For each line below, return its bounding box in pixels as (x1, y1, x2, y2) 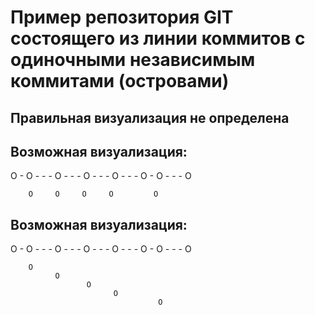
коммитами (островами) (10, 70, 230, 93)
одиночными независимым (10, 49, 256, 71)
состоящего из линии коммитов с (10, 27, 306, 50)
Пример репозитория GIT (10, 6, 234, 29)
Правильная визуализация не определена (10, 109, 290, 126)
